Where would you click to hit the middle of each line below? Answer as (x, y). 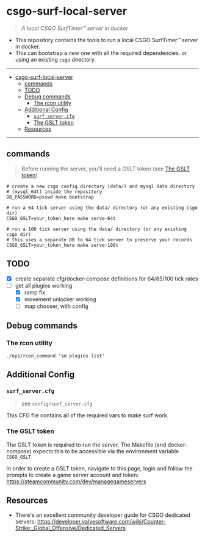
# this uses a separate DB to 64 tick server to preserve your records (99, 239)
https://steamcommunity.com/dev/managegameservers (76, 481)
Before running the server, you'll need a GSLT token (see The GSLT (106, 169)
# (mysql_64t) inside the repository (54, 192)
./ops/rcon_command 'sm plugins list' (56, 356)
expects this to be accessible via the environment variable (106, 451)
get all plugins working (44, 285)
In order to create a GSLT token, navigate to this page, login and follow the (100, 468)
